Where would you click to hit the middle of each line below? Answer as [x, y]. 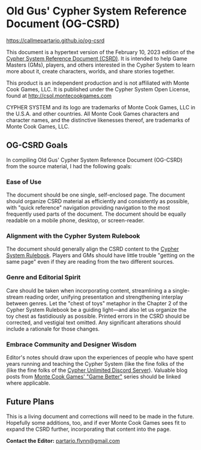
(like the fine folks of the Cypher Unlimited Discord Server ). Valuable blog [97, 370]
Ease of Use [24, 181]
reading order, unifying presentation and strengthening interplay [104, 297]
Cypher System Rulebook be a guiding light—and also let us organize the [97, 309]
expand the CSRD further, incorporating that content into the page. [88, 429]
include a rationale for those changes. [53, 329]
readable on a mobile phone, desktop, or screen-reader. [76, 220]
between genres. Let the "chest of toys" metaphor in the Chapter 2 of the [97, 303]
